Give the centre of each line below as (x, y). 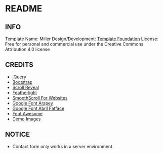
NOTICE (18, 134)
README (24, 9)
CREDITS (19, 65)
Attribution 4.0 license (28, 49)
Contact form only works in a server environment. (63, 146)
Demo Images (26, 119)
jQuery (19, 77)
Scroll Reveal (25, 87)
